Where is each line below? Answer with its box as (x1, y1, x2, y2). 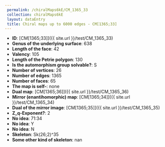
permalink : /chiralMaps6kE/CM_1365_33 (7, 7, 88, 13)
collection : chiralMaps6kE (7, 12, 64, 17)
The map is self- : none (12, 84, 60, 90)
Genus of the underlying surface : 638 (12, 41, 92, 47)
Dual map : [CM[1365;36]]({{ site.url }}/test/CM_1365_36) (12, 89, 129, 95)
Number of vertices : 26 (12, 67, 62, 73)
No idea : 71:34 (12, 115, 42, 121)
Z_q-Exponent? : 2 (12, 110, 51, 116)
